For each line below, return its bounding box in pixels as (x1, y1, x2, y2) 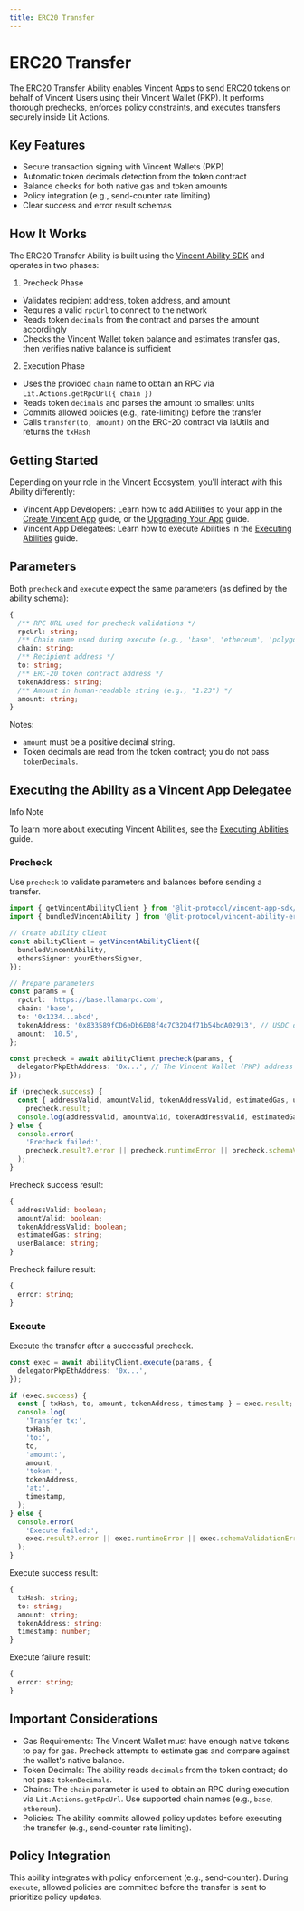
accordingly (22, 323, 68, 335)
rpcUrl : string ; (17, 627, 79, 636)
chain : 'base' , (17, 1004, 75, 1013)
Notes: (9, 719, 34, 730)
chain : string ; (17, 644, 75, 653)
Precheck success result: (9, 1179, 104, 1190)
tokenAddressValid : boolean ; (17, 1222, 128, 1231)
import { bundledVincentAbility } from (9, 912, 160, 922)
